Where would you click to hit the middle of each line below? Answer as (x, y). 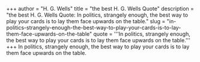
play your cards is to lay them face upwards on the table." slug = (86, 21)
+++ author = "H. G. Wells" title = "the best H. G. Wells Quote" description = (100, 9)
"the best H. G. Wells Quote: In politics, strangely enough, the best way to (97, 15)
